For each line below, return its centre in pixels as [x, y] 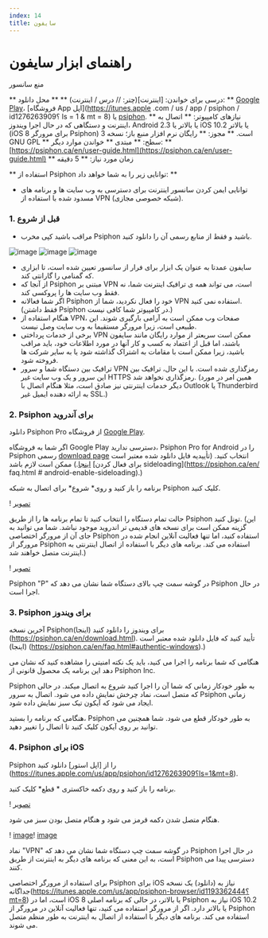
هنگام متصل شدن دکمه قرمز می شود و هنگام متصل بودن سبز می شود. [115, 819]
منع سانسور [27, 84]
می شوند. [23, 924]
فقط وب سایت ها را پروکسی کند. [70, 292]
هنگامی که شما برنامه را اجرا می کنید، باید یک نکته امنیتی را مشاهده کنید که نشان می [134, 662]
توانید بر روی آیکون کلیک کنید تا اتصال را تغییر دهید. [84, 727]
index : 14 [25, 16]
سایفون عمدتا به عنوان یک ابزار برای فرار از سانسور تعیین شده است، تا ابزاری [136, 267]
